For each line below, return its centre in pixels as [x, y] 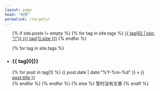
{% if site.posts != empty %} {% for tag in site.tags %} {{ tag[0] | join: [83, 33]
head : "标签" [17, 14]
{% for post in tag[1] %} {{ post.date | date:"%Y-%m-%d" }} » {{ [78, 72]
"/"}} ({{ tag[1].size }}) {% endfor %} [49, 38]
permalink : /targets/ [27, 19]
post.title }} [23, 77]
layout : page [18, 10]
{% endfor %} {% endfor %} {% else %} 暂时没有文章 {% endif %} [80, 83]
